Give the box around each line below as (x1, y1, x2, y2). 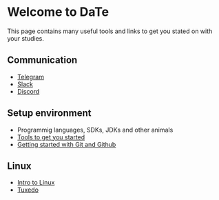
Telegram (17, 72, 45, 81)
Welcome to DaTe (7, 4, 109, 20)
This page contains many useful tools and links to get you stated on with (7, 27, 213, 35)
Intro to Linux (17, 179, 55, 187)
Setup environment (7, 108, 92, 119)
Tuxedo (17, 186, 39, 194)
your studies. (7, 34, 45, 42)
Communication (7, 54, 78, 66)
